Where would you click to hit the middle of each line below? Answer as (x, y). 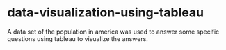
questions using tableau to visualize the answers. (78, 38)
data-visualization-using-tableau (105, 13)
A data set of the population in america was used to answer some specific (113, 32)
